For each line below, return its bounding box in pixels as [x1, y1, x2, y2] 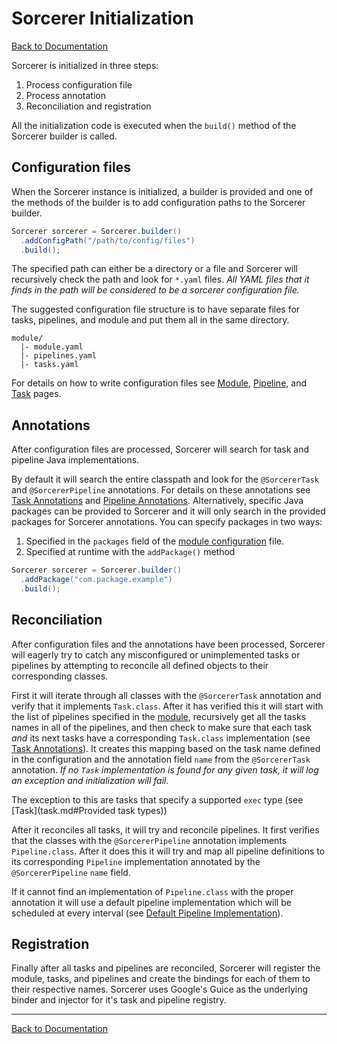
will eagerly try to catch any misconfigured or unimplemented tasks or [11, 648, 301, 661]
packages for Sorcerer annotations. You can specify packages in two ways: [11, 516, 323, 528]
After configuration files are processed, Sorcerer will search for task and [11, 443, 310, 456]
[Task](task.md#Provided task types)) [11, 804, 168, 816]
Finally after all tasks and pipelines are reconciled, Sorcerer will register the [11, 962, 321, 974]
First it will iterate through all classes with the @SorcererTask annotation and [11, 689, 322, 701]
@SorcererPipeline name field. [11, 866, 131, 878]
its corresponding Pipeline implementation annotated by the [11, 855, 261, 867]
